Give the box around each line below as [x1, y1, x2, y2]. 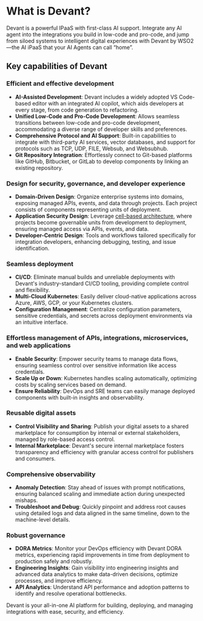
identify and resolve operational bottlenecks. [15, 590, 127, 597]
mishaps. [15, 497, 38, 504]
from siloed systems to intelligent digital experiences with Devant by [6, 37, 177, 44]
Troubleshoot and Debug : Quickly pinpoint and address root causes [15, 503, 186, 511]
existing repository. [15, 164, 64, 171]
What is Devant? [6, 4, 91, 18]
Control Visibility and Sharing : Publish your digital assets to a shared [15, 423, 189, 430]
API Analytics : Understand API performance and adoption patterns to [15, 583, 190, 591]
